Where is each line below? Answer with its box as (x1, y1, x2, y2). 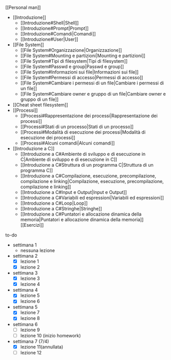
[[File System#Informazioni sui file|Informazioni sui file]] (20, 69, 139, 75)
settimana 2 (12, 253, 38, 259)
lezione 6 (20, 298, 40, 304)
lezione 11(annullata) (20, 344, 63, 350)
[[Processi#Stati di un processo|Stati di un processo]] (20, 123, 134, 130)
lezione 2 (20, 264, 40, 271)
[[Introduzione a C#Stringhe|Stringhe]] (20, 206, 102, 211)
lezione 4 (20, 281, 40, 287)
